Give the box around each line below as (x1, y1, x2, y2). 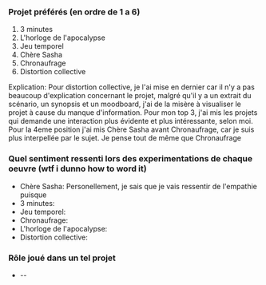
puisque (19, 190, 47, 200)
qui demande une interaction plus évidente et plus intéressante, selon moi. (8, 117, 253, 126)
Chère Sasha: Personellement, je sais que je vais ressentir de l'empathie (19, 181, 257, 191)
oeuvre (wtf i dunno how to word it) (8, 163, 147, 174)
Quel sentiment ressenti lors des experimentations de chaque (8, 153, 253, 164)
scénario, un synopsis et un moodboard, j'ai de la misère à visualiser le (8, 99, 241, 109)
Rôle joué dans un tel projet (8, 252, 116, 263)
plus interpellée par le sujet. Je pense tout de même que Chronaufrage (8, 133, 242, 143)
